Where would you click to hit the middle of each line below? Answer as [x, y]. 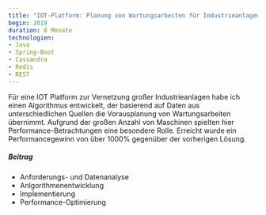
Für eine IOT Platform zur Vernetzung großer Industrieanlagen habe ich [124, 96]
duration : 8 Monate [40, 30]
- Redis [21, 67]
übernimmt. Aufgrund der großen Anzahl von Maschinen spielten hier [122, 122]
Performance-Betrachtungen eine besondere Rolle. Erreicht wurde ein [122, 130]
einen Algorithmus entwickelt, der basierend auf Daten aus [104, 105]
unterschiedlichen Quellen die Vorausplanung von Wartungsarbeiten [120, 113]
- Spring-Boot [32, 52]
